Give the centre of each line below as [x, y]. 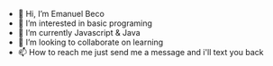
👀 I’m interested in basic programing [85, 23]
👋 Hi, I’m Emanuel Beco [61, 14]
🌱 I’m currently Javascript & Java [79, 33]
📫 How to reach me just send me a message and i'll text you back [141, 52]
